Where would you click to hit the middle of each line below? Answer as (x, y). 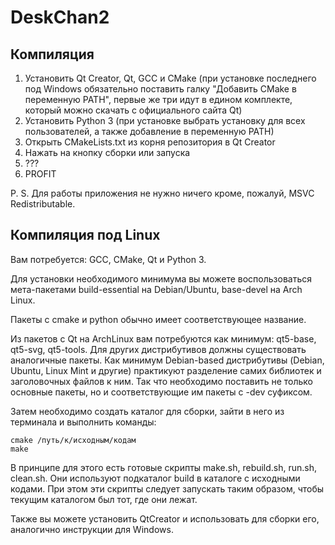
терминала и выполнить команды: (83, 422)
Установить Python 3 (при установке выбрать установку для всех (165, 120)
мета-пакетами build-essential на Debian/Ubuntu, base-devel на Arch (156, 289)
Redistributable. (43, 204)
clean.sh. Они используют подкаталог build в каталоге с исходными (155, 478)
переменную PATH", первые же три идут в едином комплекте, (158, 99)
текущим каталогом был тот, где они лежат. (104, 499)
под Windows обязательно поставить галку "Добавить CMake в (160, 89)
